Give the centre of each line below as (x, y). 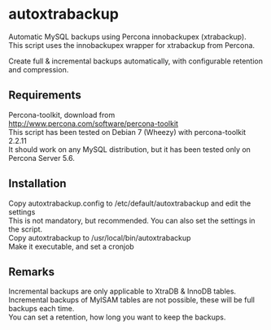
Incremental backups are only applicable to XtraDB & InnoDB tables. (122, 291)
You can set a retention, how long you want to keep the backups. (117, 317)
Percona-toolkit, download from (62, 115)
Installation (37, 184)
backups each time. (42, 309)
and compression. (39, 69)
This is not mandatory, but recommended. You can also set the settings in (132, 220)
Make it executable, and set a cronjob (71, 246)
